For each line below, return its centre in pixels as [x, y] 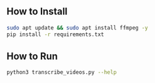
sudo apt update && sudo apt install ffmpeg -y [77, 27]
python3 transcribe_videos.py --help [62, 72]
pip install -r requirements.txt [55, 34]
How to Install [37, 12]
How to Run [32, 56]
